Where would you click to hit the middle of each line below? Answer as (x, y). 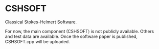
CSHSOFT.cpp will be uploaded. (37, 41)
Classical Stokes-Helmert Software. (41, 22)
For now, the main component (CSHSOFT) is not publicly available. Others (79, 31)
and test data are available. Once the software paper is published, (71, 36)
